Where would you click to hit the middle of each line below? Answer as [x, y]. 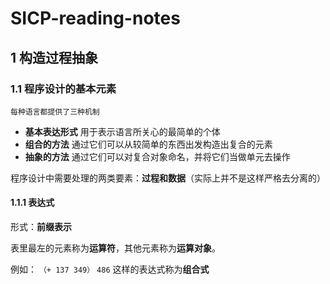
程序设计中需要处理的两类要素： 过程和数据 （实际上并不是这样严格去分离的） [168, 178]
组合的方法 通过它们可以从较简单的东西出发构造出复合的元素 [148, 144]
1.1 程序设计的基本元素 [63, 89]
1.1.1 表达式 [32, 203]
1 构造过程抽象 [54, 57]
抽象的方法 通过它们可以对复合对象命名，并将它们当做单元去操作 [157, 156]
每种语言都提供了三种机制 [55, 112]
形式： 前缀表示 [41, 227]
